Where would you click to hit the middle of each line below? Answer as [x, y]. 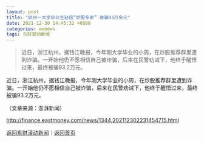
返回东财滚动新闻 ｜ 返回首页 [41, 133]
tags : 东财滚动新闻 [28, 34]
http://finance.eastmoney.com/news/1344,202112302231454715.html [93, 120]
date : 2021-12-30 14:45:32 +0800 [49, 23]
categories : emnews [31, 29]
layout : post [23, 12]
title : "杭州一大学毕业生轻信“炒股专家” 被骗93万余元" [68, 18]
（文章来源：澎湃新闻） [36, 108]
